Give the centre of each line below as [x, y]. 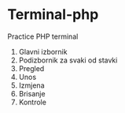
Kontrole [32, 102]
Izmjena [31, 85]
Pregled [31, 68]
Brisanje [32, 93]
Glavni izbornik [43, 51]
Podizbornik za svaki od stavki [68, 60]
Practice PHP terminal [43, 36]
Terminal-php [53, 15]
